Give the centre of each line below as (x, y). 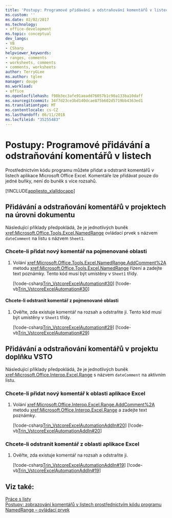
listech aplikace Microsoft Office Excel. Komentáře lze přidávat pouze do (82, 175)
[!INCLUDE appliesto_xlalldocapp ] (40, 191)
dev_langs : (17, 39)
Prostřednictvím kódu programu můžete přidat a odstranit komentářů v (80, 170)
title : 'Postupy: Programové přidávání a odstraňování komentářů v (79, 10)
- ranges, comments (26, 58)
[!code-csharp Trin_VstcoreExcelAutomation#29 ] (63, 327)
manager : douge (21, 81)
